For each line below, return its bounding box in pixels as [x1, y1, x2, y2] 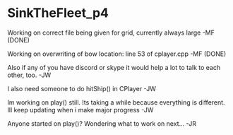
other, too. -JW [7, 71, 52, 79]
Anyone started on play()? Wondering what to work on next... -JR [7, 119, 196, 128]
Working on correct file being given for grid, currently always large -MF [7, 28, 215, 37]
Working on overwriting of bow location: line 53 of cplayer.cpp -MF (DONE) [7, 49, 227, 58]
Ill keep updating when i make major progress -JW [7, 105, 154, 114]
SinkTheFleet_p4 [7, 5, 109, 21]
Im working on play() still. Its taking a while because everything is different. [7, 98, 225, 107]
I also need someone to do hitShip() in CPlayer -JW [7, 84, 157, 93]
